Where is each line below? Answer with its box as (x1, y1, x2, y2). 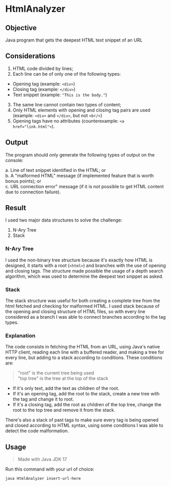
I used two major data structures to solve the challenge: (5, 217, 123, 223)
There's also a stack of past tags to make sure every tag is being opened (5, 417, 159, 423)
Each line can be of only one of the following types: (12, 71, 121, 77)
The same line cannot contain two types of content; (12, 101, 121, 107)
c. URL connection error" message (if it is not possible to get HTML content (5, 183, 164, 189)
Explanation (5, 332, 36, 339)
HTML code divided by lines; (12, 65, 74, 72)
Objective (5, 24, 37, 32)
